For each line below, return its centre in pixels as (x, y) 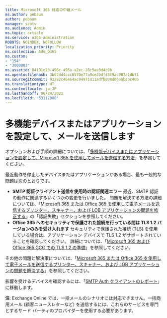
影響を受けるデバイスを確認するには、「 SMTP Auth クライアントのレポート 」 (83, 281)
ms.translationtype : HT (30, 84)
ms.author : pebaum (24, 14)
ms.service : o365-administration (40, 38)
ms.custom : (16, 56)
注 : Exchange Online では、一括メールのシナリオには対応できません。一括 (81, 298)
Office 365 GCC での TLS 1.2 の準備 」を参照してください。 (73, 248)
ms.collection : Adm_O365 (31, 51)
